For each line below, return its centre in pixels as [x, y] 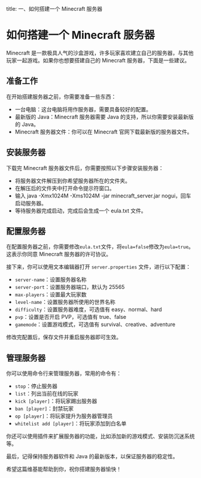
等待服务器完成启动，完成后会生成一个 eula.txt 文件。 [80, 211]
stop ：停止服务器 [36, 386]
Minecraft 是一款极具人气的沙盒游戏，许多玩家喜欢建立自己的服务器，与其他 [100, 53]
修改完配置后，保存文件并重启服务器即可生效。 [64, 337]
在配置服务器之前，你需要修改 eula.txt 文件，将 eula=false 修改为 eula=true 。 [100, 246]
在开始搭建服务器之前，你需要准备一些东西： [61, 96]
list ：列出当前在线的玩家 [47, 394]
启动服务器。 [31, 203]
